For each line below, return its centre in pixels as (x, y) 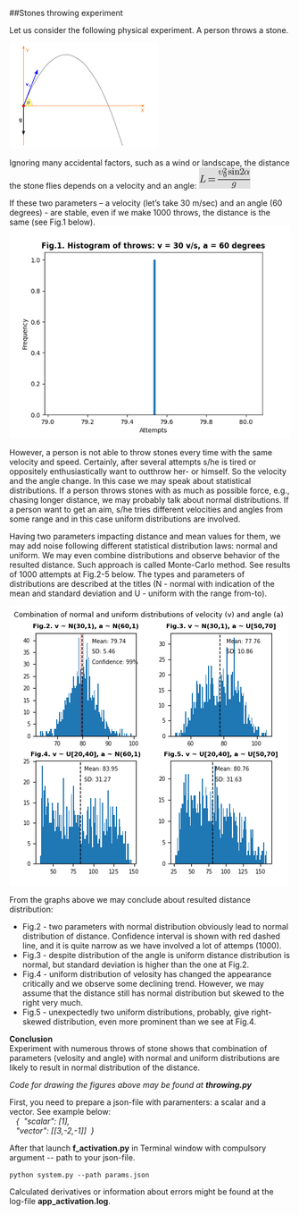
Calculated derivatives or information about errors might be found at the (141, 1192)
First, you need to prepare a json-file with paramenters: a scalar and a (137, 1102)
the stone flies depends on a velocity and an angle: (103, 186)
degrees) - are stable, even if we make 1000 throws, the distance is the (140, 212)
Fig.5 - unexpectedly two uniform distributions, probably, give (136, 1012)
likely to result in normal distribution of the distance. (105, 1067)
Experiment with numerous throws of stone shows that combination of (138, 1049)
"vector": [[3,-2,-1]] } (55, 1130)
